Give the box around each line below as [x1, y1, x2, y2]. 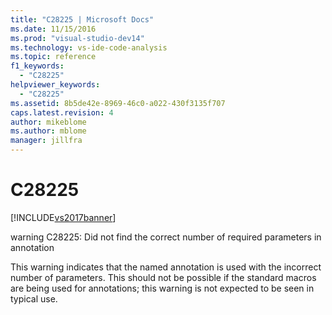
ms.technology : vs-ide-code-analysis [10, 42, 168, 53]
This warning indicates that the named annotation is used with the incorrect [10, 261, 322, 273]
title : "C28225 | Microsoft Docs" [10, 14, 155, 25]
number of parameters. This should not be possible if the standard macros [10, 271, 317, 283]
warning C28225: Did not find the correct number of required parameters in [10, 231, 322, 243]
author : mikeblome [10, 117, 87, 127]
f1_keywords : [10, 61, 65, 71]
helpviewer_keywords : [10, 80, 101, 90]
